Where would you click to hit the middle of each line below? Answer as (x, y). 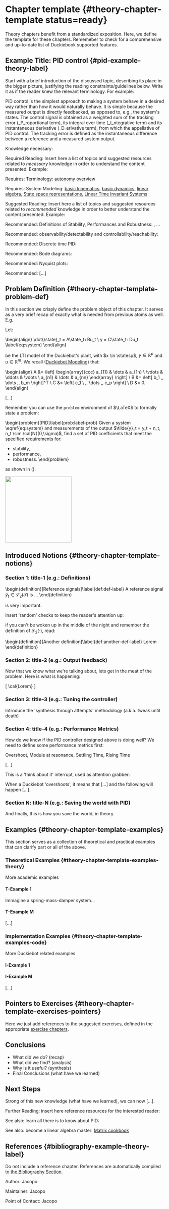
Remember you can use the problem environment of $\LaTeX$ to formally (81, 407)
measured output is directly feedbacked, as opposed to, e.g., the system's (82, 112)
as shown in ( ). (21, 469)
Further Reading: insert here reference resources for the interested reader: (83, 1111)
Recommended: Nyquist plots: (37, 263)
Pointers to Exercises (39, 1004)
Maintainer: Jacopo (25, 1191)
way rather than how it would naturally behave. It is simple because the (79, 107)
